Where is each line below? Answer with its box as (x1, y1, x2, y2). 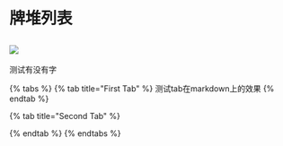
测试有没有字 (9, 64, 57, 74)
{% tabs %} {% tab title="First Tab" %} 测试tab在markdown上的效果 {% (9, 83, 275, 94)
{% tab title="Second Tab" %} (9, 111, 121, 121)
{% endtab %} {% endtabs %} (9, 128, 121, 139)
